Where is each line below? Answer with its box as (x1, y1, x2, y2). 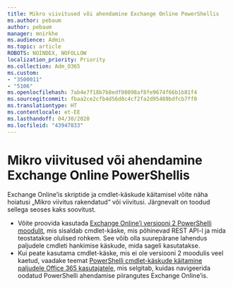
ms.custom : (7, 69, 40, 76)
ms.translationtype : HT (7, 102, 78, 109)
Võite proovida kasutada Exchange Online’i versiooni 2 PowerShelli (17, 219, 212, 228)
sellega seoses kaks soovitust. (7, 205, 97, 214)
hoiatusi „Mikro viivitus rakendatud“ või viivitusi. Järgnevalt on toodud (7, 198, 210, 207)
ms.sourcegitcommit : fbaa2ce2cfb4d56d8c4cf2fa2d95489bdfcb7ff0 (7, 96, 198, 103)
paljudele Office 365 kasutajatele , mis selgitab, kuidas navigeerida (17, 264, 210, 272)
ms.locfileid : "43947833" (7, 121, 83, 129)
